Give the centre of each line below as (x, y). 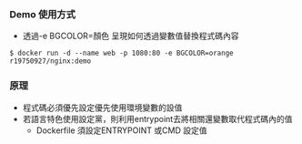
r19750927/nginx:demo (50, 61)
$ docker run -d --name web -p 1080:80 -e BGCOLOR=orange (121, 53)
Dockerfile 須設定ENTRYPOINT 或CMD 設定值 (121, 130)
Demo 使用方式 (42, 14)
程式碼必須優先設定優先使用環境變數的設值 (102, 108)
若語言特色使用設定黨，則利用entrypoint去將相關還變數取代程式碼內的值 (157, 118)
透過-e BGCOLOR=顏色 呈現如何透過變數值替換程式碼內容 (131, 36)
